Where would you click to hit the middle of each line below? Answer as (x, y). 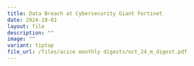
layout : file (26, 26)
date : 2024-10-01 (32, 20)
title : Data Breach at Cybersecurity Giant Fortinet (85, 13)
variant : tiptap (30, 45)
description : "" (30, 33)
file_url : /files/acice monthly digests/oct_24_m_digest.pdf (97, 52)
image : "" (21, 39)
